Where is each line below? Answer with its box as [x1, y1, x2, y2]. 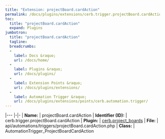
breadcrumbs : [9, 44, 36, 49]
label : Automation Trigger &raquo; [14, 94, 87, 99]
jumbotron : [5, 30, 27, 35]
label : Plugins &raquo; [14, 67, 63, 72]
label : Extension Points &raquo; [14, 80, 82, 85]
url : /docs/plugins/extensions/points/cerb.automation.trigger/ [14, 99, 148, 104]
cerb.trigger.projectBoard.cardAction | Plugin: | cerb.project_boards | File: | [5, 118, 159, 124]
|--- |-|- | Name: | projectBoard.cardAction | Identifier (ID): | [5, 112, 127, 118]
